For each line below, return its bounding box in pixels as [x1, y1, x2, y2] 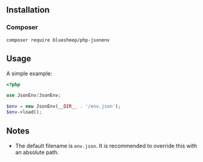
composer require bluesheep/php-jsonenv [6, 37, 111, 43]
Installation [6, 5, 50, 15]
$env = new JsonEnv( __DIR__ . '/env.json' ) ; [6, 104, 121, 110]
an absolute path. [15, 149, 59, 156]
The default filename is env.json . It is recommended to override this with [15, 142, 198, 149]
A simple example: [6, 69, 53, 77]
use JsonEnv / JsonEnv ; [6, 93, 61, 99]
